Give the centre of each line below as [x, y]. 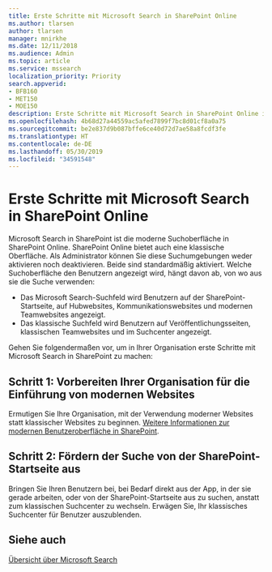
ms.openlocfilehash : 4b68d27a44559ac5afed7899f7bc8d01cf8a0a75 [117, 122]
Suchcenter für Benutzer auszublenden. [75, 514]
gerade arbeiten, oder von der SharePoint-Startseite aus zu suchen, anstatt [134, 497]
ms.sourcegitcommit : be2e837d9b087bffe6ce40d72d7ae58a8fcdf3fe [117, 129]
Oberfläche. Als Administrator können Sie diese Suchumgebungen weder [130, 256]
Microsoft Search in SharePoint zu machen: [81, 356]
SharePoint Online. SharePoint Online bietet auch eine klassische [117, 247]
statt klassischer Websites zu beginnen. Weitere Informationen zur [119, 423]
